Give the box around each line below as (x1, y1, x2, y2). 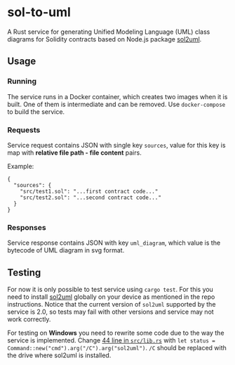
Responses (7, 222, 47, 232)
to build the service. (7, 107, 65, 116)
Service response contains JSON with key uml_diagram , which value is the (7, 238, 221, 247)
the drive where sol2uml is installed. (7, 351, 112, 359)
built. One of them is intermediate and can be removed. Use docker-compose (7, 100, 226, 108)
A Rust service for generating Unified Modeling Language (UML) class (7, 27, 210, 36)
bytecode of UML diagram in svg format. (7, 246, 125, 255)
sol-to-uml (7, 4, 72, 20)
